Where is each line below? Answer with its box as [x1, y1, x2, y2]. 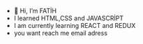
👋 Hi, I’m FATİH [13, 7, 57, 15]
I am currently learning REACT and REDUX [13, 22, 136, 29]
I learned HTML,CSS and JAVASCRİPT [13, 14, 124, 22]
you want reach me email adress [13, 29, 108, 37]
